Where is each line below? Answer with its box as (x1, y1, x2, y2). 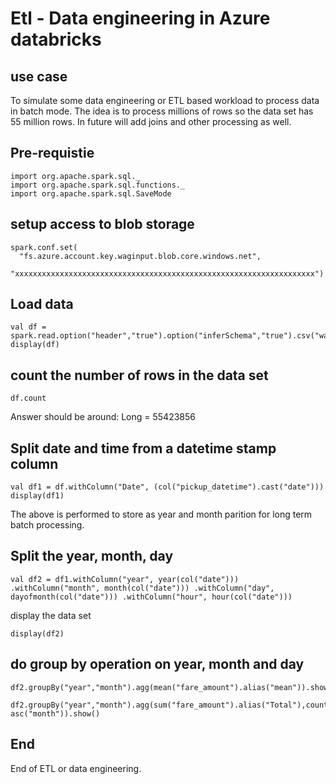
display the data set (10, 609, 92, 621)
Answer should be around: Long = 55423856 (10, 411, 196, 423)
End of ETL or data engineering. (10, 762, 142, 774)
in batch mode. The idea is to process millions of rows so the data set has (10, 105, 314, 117)
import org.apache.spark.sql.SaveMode (10, 188, 172, 199)
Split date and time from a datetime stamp (10, 440, 277, 457)
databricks (10, 28, 102, 51)
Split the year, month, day (10, 548, 174, 565)
